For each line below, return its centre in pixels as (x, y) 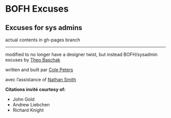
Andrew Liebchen (31, 105)
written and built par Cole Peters (39, 70)
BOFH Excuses (37, 9)
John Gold (23, 99)
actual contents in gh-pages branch (43, 40)
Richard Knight (28, 110)
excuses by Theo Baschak (33, 60)
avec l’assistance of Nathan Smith (41, 80)
